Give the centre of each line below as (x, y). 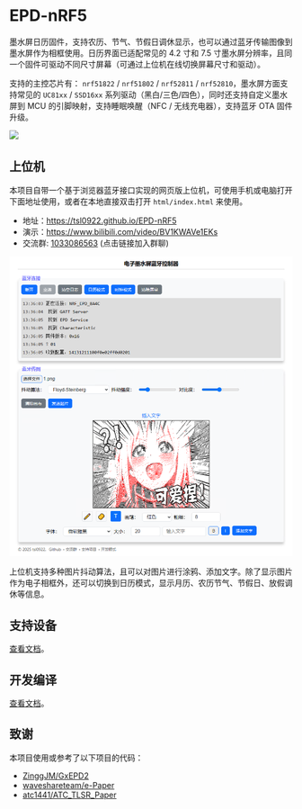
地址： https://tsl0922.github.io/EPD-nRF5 (99, 220)
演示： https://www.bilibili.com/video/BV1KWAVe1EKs (120, 231)
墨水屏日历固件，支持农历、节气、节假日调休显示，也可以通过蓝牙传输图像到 (151, 41)
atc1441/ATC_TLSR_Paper (69, 795)
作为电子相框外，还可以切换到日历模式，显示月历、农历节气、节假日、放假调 (151, 583)
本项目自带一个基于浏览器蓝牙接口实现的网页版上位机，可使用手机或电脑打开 (151, 190)
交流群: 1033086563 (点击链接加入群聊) (95, 243)
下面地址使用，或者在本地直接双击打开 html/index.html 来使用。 (129, 201)
